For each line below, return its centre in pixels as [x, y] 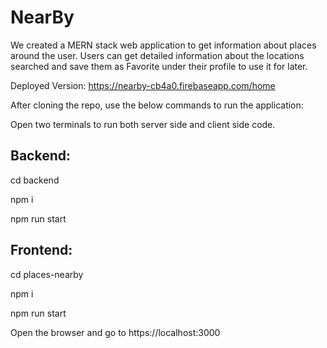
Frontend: [41, 250]
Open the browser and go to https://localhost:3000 [115, 332]
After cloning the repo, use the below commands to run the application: [157, 105]
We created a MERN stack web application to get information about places [163, 45]
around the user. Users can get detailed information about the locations [157, 55]
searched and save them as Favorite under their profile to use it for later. [159, 66]
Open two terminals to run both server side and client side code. [143, 124]
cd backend [35, 180]
